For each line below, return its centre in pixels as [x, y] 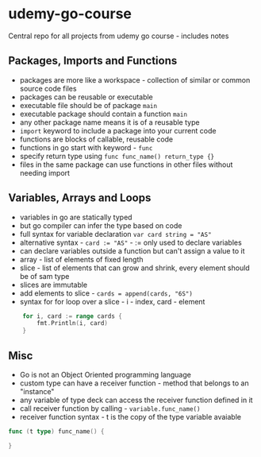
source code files [48, 88]
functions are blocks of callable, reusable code [96, 139]
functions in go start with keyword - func [86, 147]
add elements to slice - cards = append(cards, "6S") [106, 293]
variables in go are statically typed [76, 217]
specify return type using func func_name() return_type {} [117, 156]
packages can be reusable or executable [86, 97]
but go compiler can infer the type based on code [101, 225]
